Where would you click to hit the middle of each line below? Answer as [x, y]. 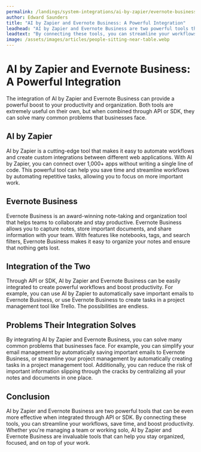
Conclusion [28, 397]
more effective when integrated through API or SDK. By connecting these [96, 417]
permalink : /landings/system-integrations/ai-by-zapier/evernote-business [101, 12]
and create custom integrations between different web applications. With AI [99, 157]
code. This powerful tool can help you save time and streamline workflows [98, 170]
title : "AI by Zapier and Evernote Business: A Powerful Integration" [96, 23]
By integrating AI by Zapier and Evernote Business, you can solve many [94, 339]
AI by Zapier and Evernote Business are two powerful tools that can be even [100, 411]
